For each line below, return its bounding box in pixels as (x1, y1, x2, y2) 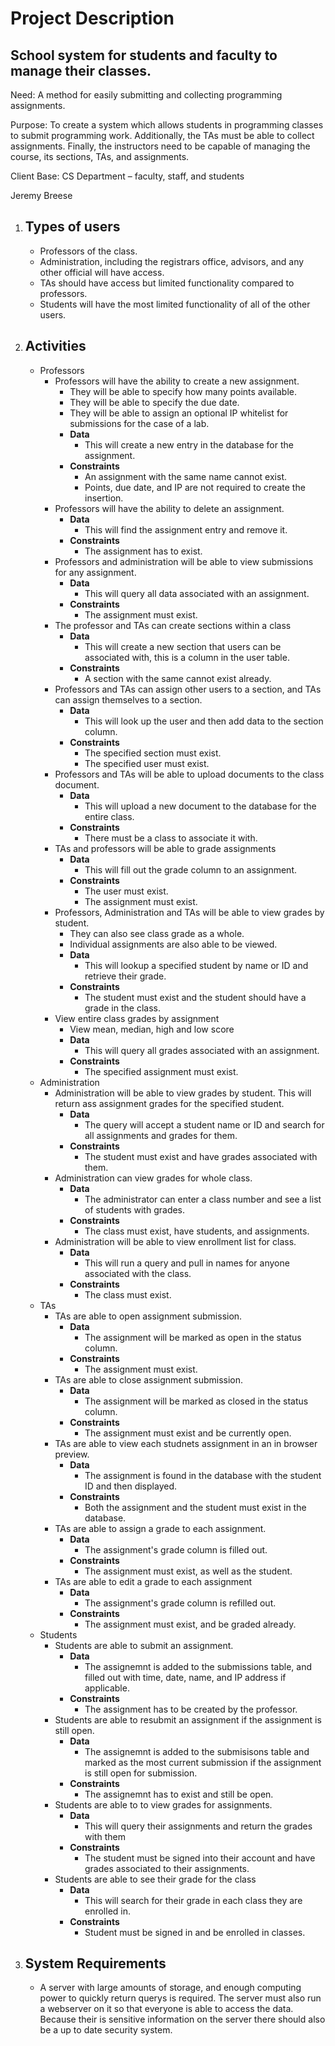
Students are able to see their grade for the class (54, 1873, 257, 1885)
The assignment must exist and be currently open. (84, 1427, 292, 1439)
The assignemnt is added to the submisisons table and (84, 1745, 310, 1757)
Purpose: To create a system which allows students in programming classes (10, 119, 324, 131)
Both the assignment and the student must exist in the (84, 1501, 307, 1513)
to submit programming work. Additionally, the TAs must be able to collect (10, 130, 315, 141)
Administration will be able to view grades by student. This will (54, 1087, 312, 1099)
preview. (54, 1448, 90, 1460)
